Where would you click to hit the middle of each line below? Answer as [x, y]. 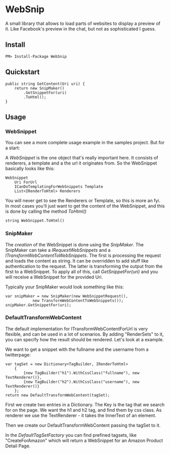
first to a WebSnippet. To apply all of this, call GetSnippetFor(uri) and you [82, 271]
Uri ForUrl [26, 182]
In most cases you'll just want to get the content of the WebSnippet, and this [85, 206]
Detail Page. [18, 446]
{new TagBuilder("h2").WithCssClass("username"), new [81, 382]
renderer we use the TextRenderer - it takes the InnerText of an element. [81, 415]
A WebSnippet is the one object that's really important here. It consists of [82, 158]
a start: [13, 148]
